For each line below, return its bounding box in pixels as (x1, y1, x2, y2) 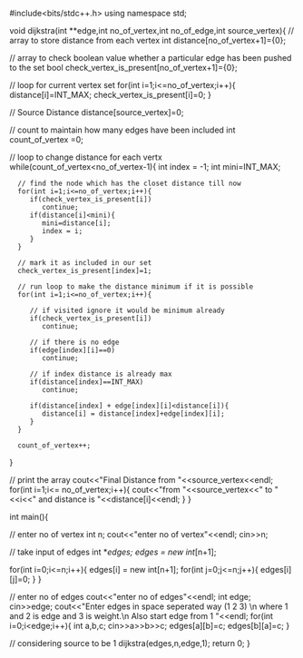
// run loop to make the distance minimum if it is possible (17, 282, 254, 291)
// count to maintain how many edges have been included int (9, 124, 236, 135)
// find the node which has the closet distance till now (17, 179, 242, 188)
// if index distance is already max (29, 369, 172, 378)
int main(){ (9, 512, 49, 522)
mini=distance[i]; (42, 219, 112, 228)
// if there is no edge (29, 338, 120, 347)
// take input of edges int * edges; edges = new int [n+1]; (9, 546, 217, 557)
